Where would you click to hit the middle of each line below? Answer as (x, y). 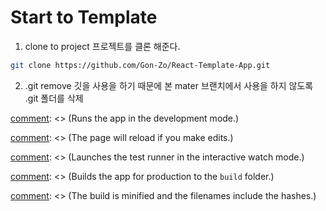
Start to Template (84, 17)
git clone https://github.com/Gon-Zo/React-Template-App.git (140, 65)
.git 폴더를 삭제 (54, 98)
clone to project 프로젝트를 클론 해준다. (102, 46)
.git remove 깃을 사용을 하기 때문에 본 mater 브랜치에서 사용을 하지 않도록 (169, 85)
